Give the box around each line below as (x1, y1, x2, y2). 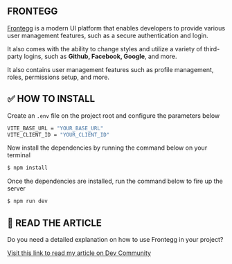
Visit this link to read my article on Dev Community (7, 249, 151, 257)
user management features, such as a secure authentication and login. (7, 31, 209, 39)
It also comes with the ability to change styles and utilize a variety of (7, 44, 203, 53)
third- (204, 44, 220, 53)
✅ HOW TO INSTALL (7, 93, 96, 105)
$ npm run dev (7, 197, 48, 205)
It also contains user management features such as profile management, (7, 65, 214, 73)
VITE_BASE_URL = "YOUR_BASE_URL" (7, 125, 104, 132)
